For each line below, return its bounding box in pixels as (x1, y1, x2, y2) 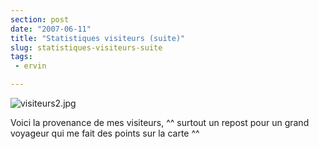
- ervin (14, 61, 47, 71)
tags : (10, 52, 33, 62)
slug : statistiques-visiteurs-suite (10, 42, 163, 53)
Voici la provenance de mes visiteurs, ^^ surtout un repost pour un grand (10, 117, 310, 128)
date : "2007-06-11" (10, 24, 92, 34)
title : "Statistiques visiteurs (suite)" (10, 33, 186, 43)
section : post (10, 14, 70, 25)
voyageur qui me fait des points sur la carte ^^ (10, 127, 200, 139)
